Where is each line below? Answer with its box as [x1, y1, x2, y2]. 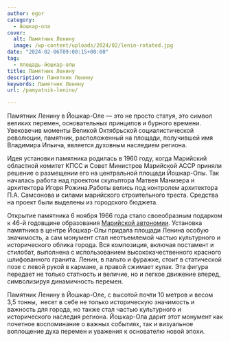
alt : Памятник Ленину [13, 36, 76, 43]
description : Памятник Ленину [7, 74, 94, 81]
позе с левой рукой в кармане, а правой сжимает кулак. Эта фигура [7, 263, 209, 271]
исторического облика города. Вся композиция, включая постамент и [7, 241, 214, 249]
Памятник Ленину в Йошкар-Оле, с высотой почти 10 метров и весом [7, 290, 214, 299]
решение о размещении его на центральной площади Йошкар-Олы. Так [7, 169, 220, 178]
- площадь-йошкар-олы [13, 61, 76, 68]
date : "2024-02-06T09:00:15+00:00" [7, 49, 109, 56]
